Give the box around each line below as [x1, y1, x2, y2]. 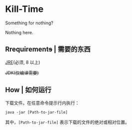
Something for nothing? [5, 20, 54, 26]
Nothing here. [5, 29, 33, 35]
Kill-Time [5, 3, 44, 15]
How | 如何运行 [5, 86, 51, 94]
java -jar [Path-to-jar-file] [5, 110, 68, 115]
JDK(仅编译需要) [5, 69, 39, 75]
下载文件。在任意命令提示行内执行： [5, 100, 80, 106]
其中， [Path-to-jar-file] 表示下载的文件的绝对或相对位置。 [5, 119, 130, 125]
